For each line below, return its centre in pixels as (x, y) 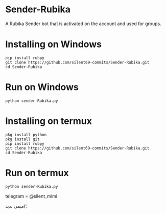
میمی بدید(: (16, 206)
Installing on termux (49, 121)
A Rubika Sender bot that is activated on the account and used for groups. (84, 24)
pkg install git (22, 139)
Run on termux (37, 173)
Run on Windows (42, 87)
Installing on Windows (54, 44)
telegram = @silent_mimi (31, 196)
